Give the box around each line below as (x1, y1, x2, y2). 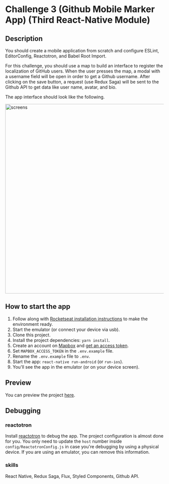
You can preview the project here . (5, 392, 75, 398)
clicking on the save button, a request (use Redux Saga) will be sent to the (5, 79, 159, 85)
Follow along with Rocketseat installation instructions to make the (12, 316, 148, 322)
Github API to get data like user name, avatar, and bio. (5, 84, 117, 90)
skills (5, 462, 19, 469)
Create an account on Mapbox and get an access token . (12, 342, 129, 349)
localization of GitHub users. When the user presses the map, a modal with (5, 68, 160, 74)
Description (5, 34, 43, 43)
